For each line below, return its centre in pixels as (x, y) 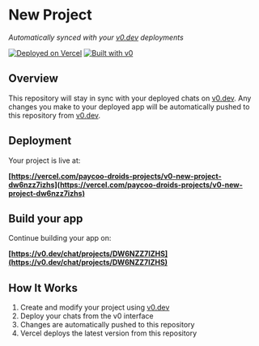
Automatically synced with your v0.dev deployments (96, 37)
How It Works (43, 288)
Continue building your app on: (60, 238)
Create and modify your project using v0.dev (95, 308)
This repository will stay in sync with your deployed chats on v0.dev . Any (130, 98)
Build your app (46, 218)
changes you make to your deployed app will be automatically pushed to (129, 106)
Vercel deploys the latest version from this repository (108, 333)
